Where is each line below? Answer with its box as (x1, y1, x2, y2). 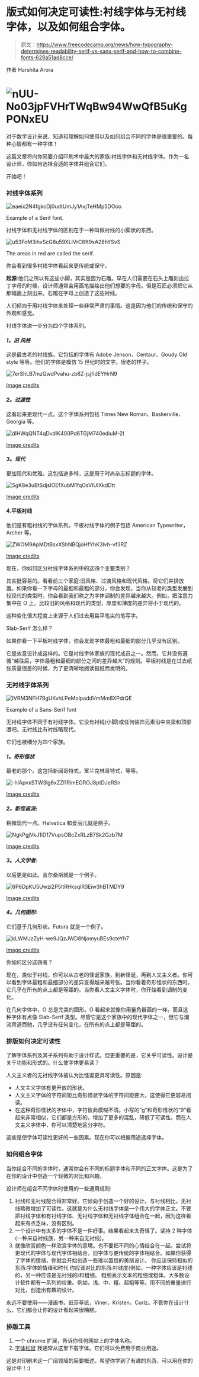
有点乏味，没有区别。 (25, 1219, 78, 1227)
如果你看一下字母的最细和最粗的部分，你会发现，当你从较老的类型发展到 (16, 584, 193, 591)
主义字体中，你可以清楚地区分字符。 (20, 1121, 108, 1129)
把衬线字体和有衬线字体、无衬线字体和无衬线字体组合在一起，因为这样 (14, 1212, 187, 1219)
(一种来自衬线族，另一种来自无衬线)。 (14, 1234, 108, 1241)
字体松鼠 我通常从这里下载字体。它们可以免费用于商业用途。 (14, 1344, 162, 1352)
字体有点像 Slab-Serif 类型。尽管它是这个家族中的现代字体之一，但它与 (11, 1014, 185, 1021)
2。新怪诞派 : (6, 805, 37, 812)
